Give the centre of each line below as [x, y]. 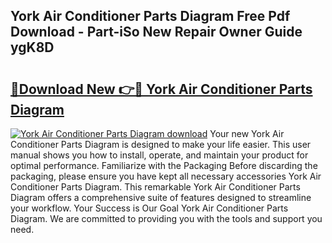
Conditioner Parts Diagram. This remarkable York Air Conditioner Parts [155, 187]
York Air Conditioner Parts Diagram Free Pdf [150, 16]
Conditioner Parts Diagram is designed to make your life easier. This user [161, 144]
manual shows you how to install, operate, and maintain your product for [159, 155]
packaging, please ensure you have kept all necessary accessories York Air [166, 176]
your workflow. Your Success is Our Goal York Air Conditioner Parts [149, 208]
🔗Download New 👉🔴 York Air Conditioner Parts [161, 89]
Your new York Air [247, 133]
